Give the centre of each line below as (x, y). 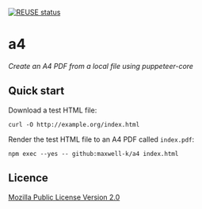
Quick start (36, 91)
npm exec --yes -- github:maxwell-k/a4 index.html (93, 154)
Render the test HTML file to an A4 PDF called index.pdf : (101, 139)
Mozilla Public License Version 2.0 (64, 197)
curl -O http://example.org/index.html (74, 124)
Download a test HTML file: (53, 110)
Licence (29, 178)
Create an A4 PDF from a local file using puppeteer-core (101, 66)
